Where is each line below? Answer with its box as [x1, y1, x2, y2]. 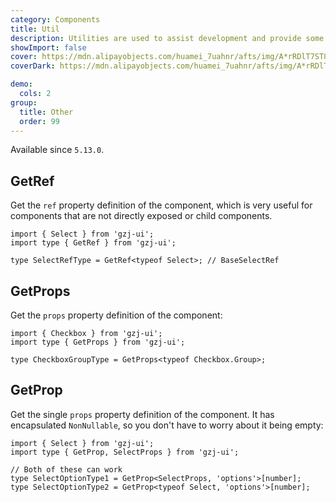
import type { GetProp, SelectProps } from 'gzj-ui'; [10, 447, 240, 457]
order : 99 [19, 116, 60, 126]
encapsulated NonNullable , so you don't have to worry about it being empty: [10, 419, 324, 431]
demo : [10, 79, 33, 90]
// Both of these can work [10, 464, 123, 475]
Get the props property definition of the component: [10, 309, 223, 321]
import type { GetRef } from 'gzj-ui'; [10, 238, 177, 248]
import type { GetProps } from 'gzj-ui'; [10, 337, 186, 347]
